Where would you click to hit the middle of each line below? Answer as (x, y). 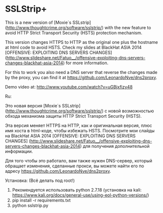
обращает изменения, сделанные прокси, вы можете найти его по (75, 166)
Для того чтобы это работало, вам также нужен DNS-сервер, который (79, 160)
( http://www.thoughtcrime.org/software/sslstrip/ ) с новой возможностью (80, 111)
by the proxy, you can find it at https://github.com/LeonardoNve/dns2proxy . (81, 77)
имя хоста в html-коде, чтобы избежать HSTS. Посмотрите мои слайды (80, 130)
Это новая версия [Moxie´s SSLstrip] (43, 106)
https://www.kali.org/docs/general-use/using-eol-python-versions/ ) (81, 195)
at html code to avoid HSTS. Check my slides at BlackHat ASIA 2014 (73, 47)
